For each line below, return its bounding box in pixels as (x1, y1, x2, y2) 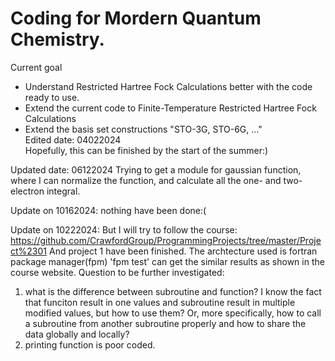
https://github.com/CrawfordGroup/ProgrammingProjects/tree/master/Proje (10, 234, 322, 246)
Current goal (10, 61, 63, 73)
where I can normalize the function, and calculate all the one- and (10, 174, 282, 186)
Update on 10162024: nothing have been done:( (10, 204, 207, 216)
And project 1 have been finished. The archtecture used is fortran (48, 245, 318, 257)
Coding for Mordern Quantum (10, 7, 262, 30)
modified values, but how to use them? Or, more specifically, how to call (24, 307, 322, 319)
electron (10, 185, 45, 197)
